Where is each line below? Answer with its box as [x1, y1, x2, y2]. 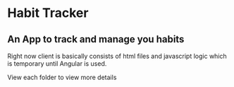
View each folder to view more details [7, 73, 117, 81]
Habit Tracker [7, 5, 89, 21]
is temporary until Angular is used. [7, 59, 107, 68]
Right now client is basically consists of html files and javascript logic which [7, 52, 227, 60]
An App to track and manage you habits [7, 33, 185, 45]
